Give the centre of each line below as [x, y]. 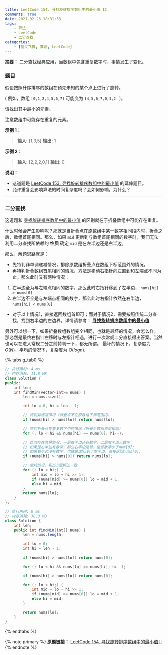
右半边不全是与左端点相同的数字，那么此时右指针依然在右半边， [78, 298]
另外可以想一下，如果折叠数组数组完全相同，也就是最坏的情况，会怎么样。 [82, 331]
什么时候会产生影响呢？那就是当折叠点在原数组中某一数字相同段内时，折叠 [82, 231]
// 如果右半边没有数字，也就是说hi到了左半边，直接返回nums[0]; [82, 452]
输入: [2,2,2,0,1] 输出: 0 [41, 162]
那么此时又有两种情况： [45, 277]
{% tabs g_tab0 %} [25, 360]
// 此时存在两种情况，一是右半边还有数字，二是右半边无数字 [77, 442]
